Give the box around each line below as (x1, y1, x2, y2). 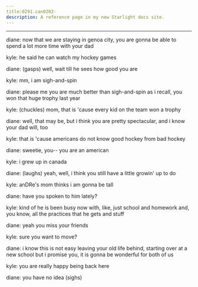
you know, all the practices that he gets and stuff (6, 210, 125, 217)
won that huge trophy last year (6, 94, 81, 101)
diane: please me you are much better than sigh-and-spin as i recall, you (6, 88, 183, 95)
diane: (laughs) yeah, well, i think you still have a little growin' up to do (6, 169, 176, 176)
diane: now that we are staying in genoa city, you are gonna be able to (6, 36, 177, 43)
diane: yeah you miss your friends (6, 221, 88, 228)
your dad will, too (6, 124, 48, 131)
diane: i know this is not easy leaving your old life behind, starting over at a (6, 244, 187, 251)
